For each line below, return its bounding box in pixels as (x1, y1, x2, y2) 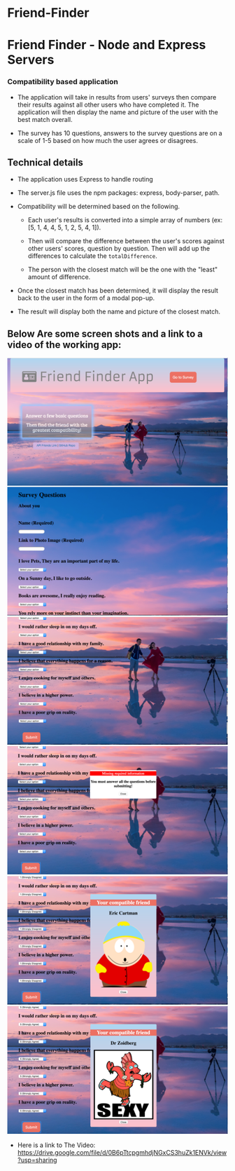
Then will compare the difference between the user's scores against (27, 237, 225, 245)
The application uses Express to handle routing (17, 175, 154, 184)
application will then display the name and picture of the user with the (17, 107, 218, 116)
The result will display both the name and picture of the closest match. (17, 307, 220, 316)
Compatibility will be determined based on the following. (17, 202, 180, 211)
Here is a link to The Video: (17, 1141, 96, 1149)
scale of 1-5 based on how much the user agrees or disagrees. (17, 136, 198, 144)
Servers (7, 52, 55, 68)
